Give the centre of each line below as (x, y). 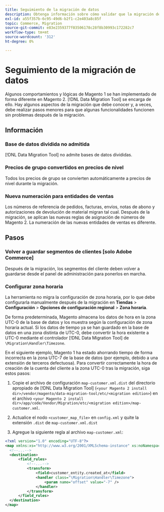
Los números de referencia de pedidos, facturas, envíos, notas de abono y (80, 207)
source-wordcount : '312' (30, 37)
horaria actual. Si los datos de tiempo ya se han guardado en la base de (77, 327)
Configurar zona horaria (34, 286)
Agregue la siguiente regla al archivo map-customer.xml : (68, 432)
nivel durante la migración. (32, 183)
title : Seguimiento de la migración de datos (52, 10)
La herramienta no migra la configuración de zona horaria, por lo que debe (80, 297)
